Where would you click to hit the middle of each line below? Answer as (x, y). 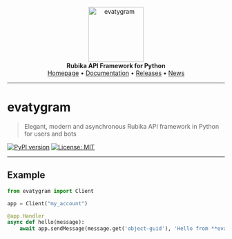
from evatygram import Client (51, 191)
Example (26, 175)
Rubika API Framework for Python (116, 66)
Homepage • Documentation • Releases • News (116, 73)
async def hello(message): (46, 222)
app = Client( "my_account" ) (48, 203)
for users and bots (50, 134)
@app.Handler (26, 216)
